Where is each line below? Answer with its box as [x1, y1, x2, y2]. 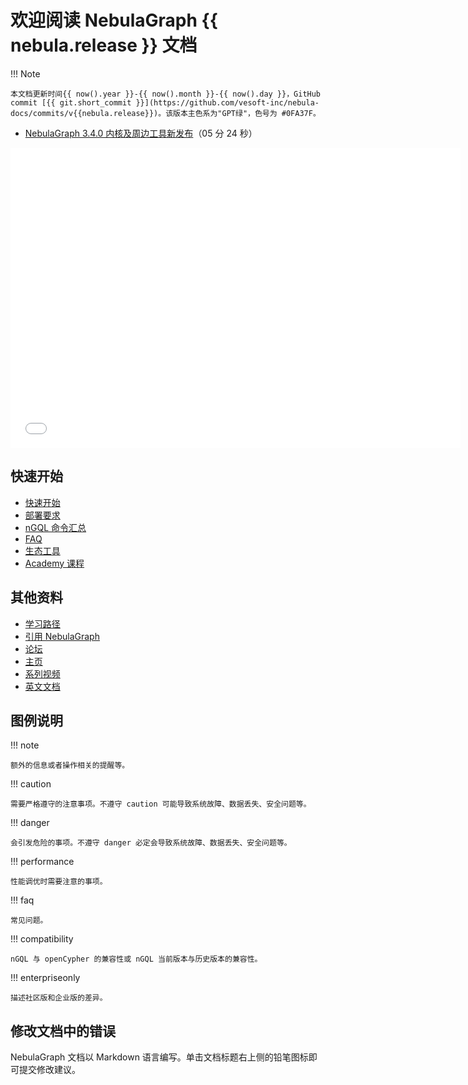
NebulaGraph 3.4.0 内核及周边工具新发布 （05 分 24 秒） [24, 127, 258, 139]
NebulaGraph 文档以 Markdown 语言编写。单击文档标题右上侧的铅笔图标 [10, 1051, 309, 1063]
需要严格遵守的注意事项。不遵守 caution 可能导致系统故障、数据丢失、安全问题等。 [10, 799, 312, 810]
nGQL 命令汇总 [24, 521, 87, 533]
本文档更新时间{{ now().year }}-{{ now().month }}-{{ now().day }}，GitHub [10, 89, 322, 99]
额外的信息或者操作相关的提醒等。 [10, 761, 130, 771]
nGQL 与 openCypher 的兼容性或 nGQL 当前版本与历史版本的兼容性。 [10, 954, 263, 965]
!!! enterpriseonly [10, 972, 81, 984]
